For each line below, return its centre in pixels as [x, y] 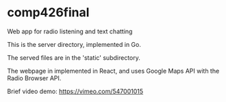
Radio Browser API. [34, 78]
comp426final [48, 13]
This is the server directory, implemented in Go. [74, 44]
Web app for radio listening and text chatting [70, 31]
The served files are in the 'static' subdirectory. [74, 57]
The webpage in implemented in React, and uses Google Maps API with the [113, 71]
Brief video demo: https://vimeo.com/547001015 [75, 91]
